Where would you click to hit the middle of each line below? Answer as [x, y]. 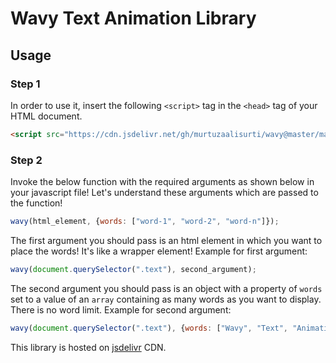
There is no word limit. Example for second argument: [121, 309]
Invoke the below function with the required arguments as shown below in [162, 182]
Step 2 [26, 160]
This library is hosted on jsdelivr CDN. [88, 347]
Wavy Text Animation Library [133, 18]
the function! [36, 203]
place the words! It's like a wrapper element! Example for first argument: [159, 251]
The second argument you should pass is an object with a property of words [166, 288]
